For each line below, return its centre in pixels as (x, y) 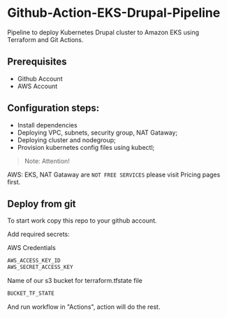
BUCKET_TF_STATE (31, 293)
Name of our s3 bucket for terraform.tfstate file (75, 281)
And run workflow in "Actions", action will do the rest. (84, 307)
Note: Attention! (47, 161)
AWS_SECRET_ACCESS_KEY (40, 268)
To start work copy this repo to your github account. (82, 221)
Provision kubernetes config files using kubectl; (86, 147)
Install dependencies (47, 125)
